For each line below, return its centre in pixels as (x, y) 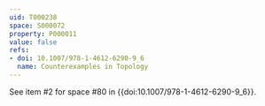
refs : (19, 50)
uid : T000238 (33, 17)
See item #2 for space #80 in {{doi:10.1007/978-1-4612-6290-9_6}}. (133, 91)
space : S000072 (37, 26)
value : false (33, 42)
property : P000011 (43, 34)
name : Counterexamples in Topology (83, 67)
